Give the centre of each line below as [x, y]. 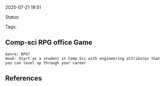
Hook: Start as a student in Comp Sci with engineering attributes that [83, 58]
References [24, 78]
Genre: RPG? [18, 54]
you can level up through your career [46, 63]
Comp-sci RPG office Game [49, 42]
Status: [13, 17]
